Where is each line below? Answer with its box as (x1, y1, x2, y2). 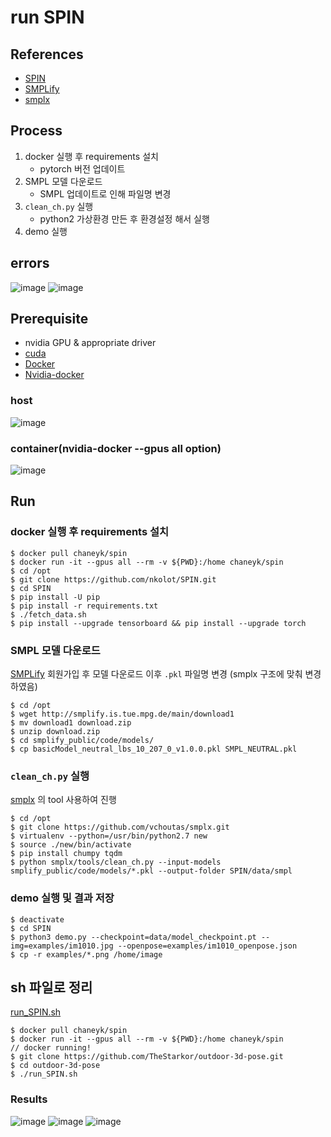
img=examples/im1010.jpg (10, 941, 114, 951)
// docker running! (10, 1043, 92, 1053)
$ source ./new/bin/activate (10, 840, 132, 850)
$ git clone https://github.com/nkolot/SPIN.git (10, 574, 217, 585)
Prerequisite (10, 311, 89, 328)
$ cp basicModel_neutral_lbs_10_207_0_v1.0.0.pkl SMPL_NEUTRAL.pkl (10, 744, 298, 755)
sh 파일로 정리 (10, 979, 93, 996)
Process (10, 122, 63, 140)
